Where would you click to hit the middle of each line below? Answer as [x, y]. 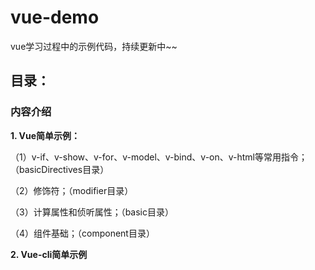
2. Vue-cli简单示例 [49, 254]
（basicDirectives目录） [60, 169]
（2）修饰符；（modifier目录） [72, 190]
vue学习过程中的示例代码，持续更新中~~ [94, 46]
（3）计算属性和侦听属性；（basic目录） [92, 212]
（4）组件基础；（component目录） [82, 233]
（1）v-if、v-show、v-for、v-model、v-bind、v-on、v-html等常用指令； [159, 157]
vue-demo [55, 17]
